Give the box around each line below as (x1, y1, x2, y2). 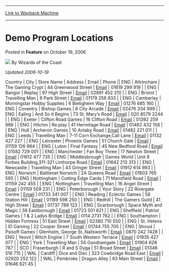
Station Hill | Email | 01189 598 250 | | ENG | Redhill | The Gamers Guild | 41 (5, 196, 161, 202)
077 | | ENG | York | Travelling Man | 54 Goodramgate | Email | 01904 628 (5, 239, 157, 245)
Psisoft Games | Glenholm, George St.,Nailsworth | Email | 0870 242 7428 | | (5, 229, 163, 235)
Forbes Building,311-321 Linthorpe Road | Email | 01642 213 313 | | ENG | (5, 159, 155, 165)
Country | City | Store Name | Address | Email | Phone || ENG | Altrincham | (5, 79, 160, 85)
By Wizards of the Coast (11, 59, 62, 65)
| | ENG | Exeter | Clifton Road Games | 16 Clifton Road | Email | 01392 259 (5, 116, 158, 122)
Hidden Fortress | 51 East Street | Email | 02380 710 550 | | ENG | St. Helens (5, 218, 162, 224)
